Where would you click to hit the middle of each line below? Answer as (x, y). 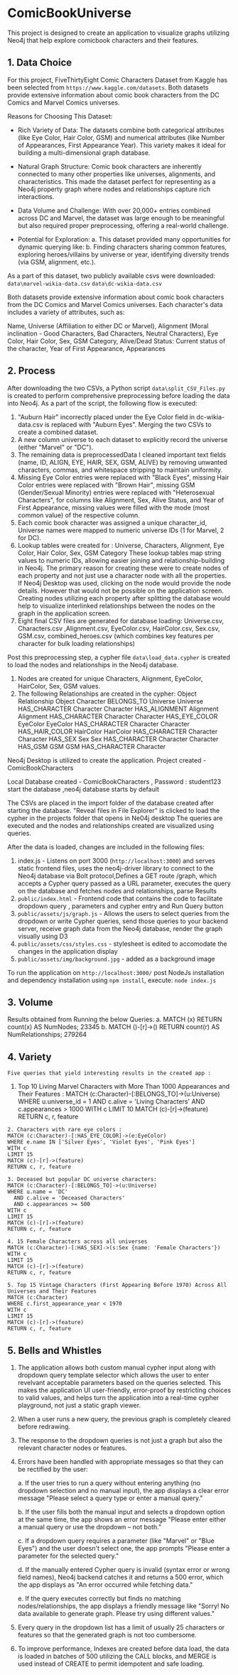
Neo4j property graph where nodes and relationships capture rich (114, 189)
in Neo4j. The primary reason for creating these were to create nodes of (123, 568)
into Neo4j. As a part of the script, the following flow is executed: (102, 403)
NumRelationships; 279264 (47, 1035)
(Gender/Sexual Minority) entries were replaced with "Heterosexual (116, 492)
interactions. (36, 196)
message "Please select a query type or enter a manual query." (110, 1498)
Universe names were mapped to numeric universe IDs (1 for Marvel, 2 (121, 530)
